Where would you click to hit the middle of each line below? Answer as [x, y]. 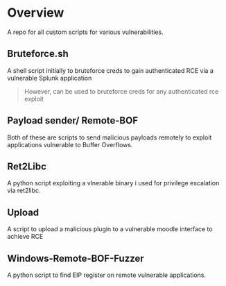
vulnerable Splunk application [50, 78]
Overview [36, 13]
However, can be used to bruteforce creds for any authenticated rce [121, 91]
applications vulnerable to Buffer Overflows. [70, 144]
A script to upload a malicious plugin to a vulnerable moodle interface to [110, 229]
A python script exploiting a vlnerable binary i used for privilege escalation [113, 183]
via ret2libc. [24, 191]
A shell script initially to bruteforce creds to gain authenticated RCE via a [110, 70]
